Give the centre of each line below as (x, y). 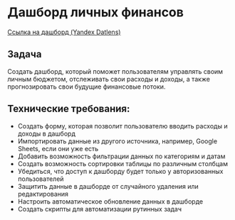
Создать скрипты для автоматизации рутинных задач (100, 209)
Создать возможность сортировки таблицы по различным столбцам (122, 163)
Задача (25, 54)
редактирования (43, 194)
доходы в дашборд (47, 133)
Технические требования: (69, 109)
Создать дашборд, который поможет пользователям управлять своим (115, 71)
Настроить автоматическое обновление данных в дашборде (110, 201)
